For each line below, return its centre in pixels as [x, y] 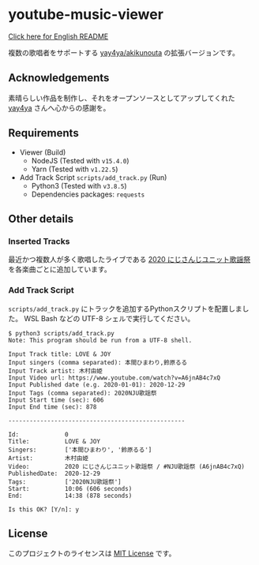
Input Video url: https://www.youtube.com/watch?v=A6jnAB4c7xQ [114, 378]
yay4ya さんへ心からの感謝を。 [59, 107]
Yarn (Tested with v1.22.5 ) [75, 169]
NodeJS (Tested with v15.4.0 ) [80, 160]
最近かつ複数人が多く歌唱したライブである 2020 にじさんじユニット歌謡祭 [129, 260]
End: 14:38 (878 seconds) [70, 496]
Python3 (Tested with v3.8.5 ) [79, 185]
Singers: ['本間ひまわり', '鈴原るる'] [80, 450]
